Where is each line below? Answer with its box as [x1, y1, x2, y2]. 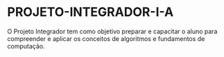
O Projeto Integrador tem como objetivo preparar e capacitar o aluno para [7, 27, 218, 35]
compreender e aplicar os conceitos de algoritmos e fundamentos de [7, 34, 205, 42]
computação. [7, 42, 45, 50]
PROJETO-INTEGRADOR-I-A [7, 4, 174, 20]
